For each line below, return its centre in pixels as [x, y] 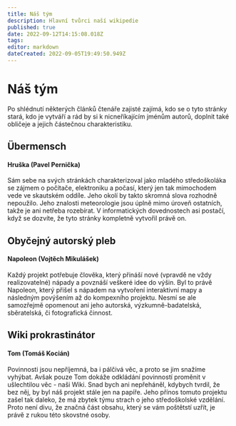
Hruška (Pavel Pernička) [44, 164]
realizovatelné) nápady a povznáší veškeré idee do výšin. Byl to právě [110, 282]
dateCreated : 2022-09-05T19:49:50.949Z [67, 54]
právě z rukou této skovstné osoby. [59, 415]
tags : [15, 41]
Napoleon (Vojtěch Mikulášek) [53, 259]
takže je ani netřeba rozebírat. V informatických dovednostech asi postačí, [117, 211]
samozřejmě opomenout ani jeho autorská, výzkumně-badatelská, [104, 305]
